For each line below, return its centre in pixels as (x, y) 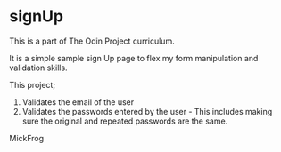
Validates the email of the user (78, 102)
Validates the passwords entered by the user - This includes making (147, 111)
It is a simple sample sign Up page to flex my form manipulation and (134, 58)
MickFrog (27, 138)
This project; (33, 84)
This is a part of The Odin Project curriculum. (92, 41)
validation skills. (39, 68)
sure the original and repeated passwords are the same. (125, 121)
